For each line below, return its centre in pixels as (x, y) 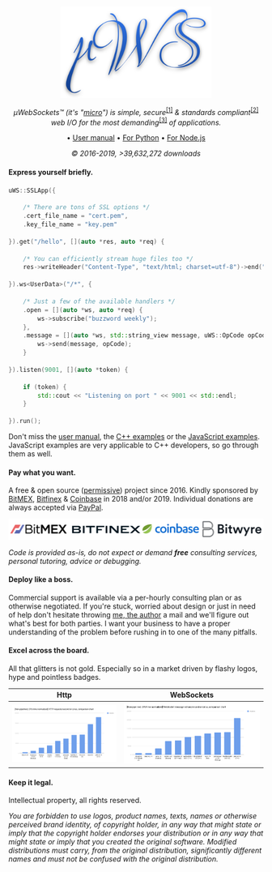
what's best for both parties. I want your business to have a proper (119, 623)
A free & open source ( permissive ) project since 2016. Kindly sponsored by (134, 490)
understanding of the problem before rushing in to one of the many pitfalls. (133, 632)
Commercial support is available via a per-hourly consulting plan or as (125, 597)
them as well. (30, 454)
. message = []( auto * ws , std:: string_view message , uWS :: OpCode (134, 336)
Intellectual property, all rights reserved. (75, 801)
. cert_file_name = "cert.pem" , (76, 216)
